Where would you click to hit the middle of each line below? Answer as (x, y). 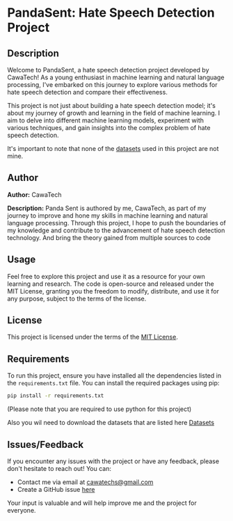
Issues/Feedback (46, 444)
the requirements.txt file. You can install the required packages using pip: (113, 383)
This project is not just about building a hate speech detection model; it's (111, 105)
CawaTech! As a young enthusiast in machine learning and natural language (116, 77)
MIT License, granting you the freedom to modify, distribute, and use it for (113, 291)
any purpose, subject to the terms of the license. (77, 298)
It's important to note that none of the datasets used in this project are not (113, 149)
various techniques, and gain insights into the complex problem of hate (109, 128)
